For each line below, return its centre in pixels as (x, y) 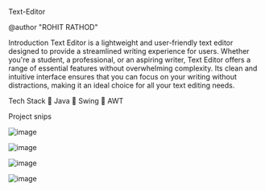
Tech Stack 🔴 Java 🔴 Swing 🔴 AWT (66, 101)
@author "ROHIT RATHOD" (53, 27)
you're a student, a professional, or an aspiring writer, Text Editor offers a (130, 60)
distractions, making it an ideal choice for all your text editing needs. (122, 85)
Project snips (30, 116)
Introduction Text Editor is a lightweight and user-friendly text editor (121, 43)
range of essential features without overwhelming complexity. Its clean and (133, 68)
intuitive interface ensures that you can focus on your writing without (123, 77)
